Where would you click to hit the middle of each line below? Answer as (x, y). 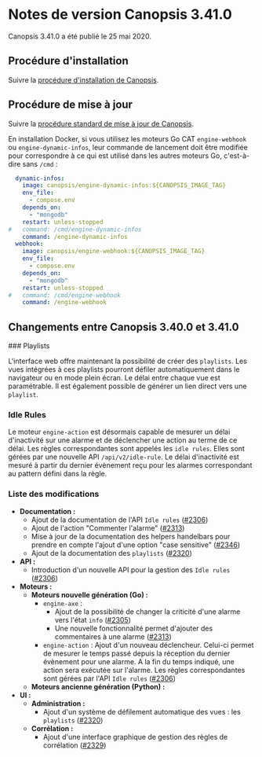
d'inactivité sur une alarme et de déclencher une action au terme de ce (123, 440)
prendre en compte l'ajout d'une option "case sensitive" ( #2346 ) (136, 545)
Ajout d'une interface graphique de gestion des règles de (135, 737)
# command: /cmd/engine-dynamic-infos (75, 230)
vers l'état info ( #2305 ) (93, 619)
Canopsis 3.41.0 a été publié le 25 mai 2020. (80, 36)
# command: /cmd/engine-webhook (65, 295)
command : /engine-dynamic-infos (75, 237)
